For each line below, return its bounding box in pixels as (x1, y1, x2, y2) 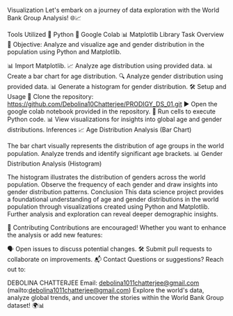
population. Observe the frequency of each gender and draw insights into (7, 180, 218, 189)
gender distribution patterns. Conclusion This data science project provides (7, 188, 224, 196)
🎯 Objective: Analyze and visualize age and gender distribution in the (7, 40, 205, 48)
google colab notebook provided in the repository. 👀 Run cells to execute (7, 107, 216, 116)
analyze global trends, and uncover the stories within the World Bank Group (7, 294, 224, 301)
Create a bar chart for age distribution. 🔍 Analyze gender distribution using (7, 72, 224, 80)
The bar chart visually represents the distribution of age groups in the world (7, 142, 225, 150)
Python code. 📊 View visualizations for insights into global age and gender (7, 115, 223, 123)
